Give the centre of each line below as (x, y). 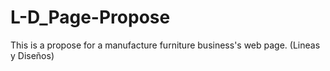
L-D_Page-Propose (90, 17)
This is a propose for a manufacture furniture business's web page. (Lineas (165, 45)
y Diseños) (32, 55)
